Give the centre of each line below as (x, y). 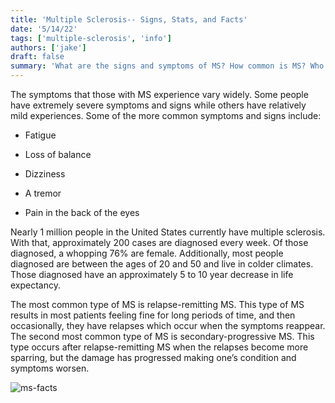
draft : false (37, 57)
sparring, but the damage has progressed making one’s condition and (153, 357)
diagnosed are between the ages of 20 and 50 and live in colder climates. (162, 264)
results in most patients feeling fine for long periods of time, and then (153, 315)
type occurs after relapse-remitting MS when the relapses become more (159, 347)
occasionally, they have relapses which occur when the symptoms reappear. (168, 325)
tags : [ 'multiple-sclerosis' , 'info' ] (91, 38)
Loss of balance (58, 154)
